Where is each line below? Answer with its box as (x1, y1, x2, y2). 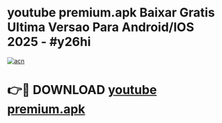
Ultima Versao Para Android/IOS (7, 19, 194, 35)
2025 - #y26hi (7, 34, 91, 49)
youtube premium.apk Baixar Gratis (7, 5, 215, 21)
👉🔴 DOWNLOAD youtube (7, 82, 157, 98)
